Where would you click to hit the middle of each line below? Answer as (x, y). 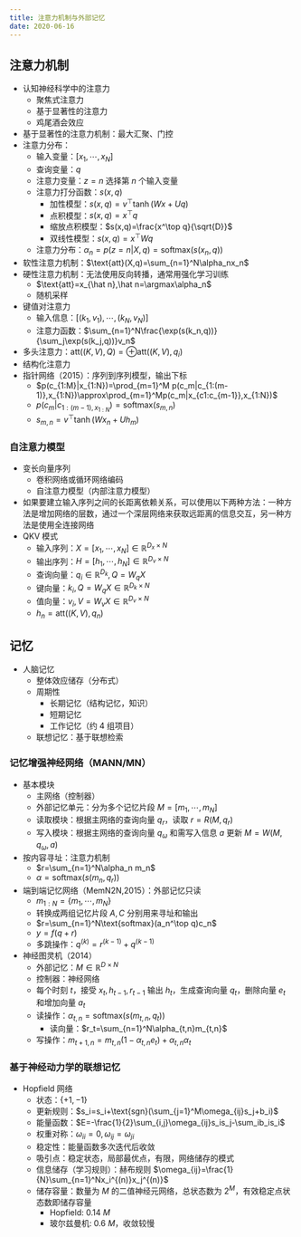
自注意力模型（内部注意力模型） (95, 491)
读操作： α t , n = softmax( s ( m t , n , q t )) (100, 1017)
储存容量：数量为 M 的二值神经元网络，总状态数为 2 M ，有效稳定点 (159, 1190)
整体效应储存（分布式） (80, 681)
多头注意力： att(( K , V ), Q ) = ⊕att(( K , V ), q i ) (103, 352)
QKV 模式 (40, 536)
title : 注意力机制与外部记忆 (57, 18)
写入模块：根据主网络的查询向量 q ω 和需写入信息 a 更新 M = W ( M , (159, 834)
